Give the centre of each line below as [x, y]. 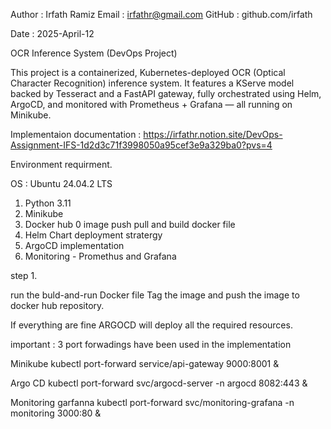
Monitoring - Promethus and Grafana [100, 256]
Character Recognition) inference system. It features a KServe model [152, 83]
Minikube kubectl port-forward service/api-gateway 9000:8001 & [145, 363]
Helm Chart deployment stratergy [93, 235]
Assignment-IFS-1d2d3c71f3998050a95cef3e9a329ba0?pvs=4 [141, 145]
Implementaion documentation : [76, 134]
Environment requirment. [61, 164]
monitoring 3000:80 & [56, 413]
